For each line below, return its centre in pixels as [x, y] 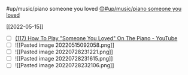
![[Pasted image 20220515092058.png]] [65, 45]
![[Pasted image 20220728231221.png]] [64, 52]
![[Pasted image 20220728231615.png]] [64, 59]
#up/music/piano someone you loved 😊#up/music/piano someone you [94, 9]
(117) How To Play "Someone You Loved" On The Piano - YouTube [96, 38]
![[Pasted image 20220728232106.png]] [64, 65]
